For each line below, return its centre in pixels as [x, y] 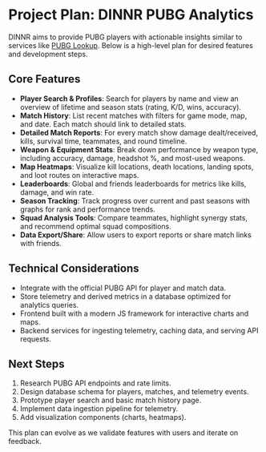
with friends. [40, 243]
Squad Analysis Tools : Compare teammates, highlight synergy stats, [134, 217]
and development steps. [48, 54]
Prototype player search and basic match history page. [111, 400]
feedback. [25, 442]
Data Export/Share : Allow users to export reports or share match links [136, 235]
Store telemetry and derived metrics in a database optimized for [125, 296]
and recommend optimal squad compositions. [95, 226]
